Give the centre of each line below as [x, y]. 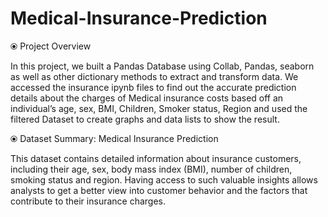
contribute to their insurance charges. [88, 201]
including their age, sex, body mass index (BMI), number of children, [151, 169]
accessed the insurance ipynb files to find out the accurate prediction [153, 87]
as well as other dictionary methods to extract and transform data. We [154, 76]
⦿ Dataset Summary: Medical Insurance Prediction [114, 138]
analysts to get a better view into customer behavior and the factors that [159, 190]
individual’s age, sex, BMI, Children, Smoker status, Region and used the [159, 108]
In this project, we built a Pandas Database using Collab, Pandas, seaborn [162, 66]
